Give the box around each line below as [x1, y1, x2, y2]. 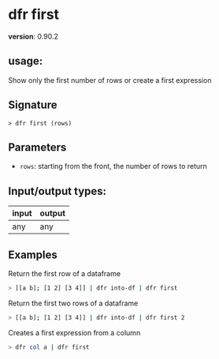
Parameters [8, 140, 67, 154]
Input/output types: [8, 184, 107, 198]
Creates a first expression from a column [8, 327, 141, 337]
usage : [8, 54, 43, 68]
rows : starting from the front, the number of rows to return [19, 162, 207, 171]
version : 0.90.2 [8, 32, 59, 41]
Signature [8, 99, 58, 112]
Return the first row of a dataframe [8, 269, 121, 278]
